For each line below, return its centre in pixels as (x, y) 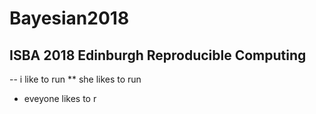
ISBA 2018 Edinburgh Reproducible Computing (158, 55)
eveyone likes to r (60, 98)
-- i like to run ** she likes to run (75, 79)
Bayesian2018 (69, 18)
